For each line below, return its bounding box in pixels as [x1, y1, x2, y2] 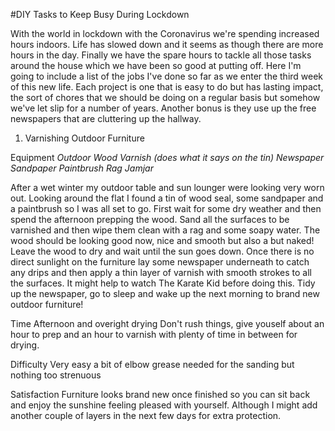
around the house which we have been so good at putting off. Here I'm [10, 60, 302, 71]
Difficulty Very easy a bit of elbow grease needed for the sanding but [10, 359, 295, 370]
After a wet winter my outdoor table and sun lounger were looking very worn [10, 182, 325, 193]
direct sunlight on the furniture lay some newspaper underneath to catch [10, 256, 310, 268]
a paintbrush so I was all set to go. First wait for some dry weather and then [10, 203, 322, 214]
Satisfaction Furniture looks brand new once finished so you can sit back [10, 389, 311, 400]
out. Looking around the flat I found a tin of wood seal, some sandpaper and [10, 192, 324, 204]
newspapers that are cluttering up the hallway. [10, 113, 202, 124]
